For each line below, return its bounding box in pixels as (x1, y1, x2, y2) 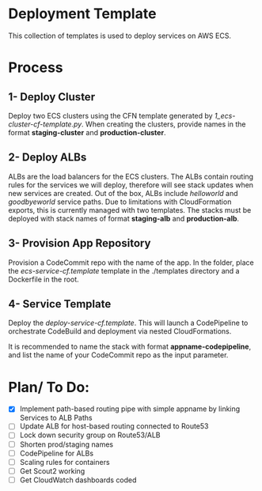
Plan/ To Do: (8, 378, 89, 396)
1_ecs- (214, 111, 236, 120)
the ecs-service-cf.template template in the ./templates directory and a (8, 266, 240, 275)
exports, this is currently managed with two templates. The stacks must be (8, 205, 252, 214)
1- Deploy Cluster (8, 90, 96, 104)
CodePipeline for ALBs (19, 448, 93, 458)
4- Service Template (8, 297, 112, 311)
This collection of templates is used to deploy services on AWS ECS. (8, 31, 232, 40)
